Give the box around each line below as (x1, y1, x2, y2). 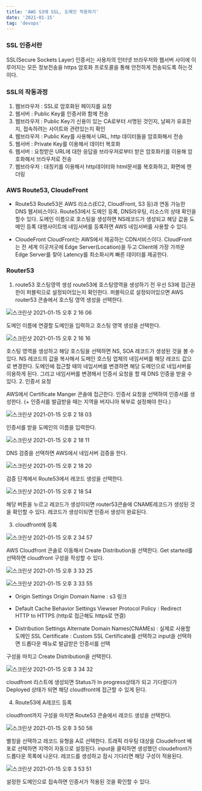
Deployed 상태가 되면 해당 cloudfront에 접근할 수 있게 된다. (6, 686, 147, 693)
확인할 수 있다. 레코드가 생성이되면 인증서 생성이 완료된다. (12, 508, 148, 515)
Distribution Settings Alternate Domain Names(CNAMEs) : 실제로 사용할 (14, 624, 191, 632)
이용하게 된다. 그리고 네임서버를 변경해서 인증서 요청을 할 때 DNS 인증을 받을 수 (6, 370, 193, 377)
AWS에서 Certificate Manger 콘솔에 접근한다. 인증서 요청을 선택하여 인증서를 (6, 390, 189, 397)
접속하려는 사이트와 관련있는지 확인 (23, 125, 106, 132)
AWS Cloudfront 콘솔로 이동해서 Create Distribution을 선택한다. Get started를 (6, 546, 193, 554)
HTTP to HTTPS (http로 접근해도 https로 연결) (14, 612, 126, 619)
